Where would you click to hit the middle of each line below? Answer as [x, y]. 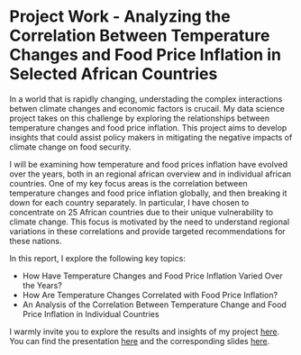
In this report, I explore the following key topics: [98, 258]
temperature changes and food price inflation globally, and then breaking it [148, 193]
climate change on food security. [70, 147]
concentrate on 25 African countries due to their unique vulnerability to [141, 212]
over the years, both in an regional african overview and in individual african [150, 174]
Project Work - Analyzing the [120, 17]
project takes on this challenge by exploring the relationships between [140, 118]
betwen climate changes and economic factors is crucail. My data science [147, 108]
